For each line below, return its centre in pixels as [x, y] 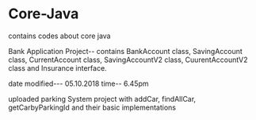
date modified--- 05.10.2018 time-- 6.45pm [78, 83]
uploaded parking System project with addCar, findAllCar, [102, 99]
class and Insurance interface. [57, 68]
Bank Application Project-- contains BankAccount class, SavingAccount [126, 51]
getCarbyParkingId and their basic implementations [92, 107]
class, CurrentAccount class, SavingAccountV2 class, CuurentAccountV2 [128, 60]
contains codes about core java [59, 36]
